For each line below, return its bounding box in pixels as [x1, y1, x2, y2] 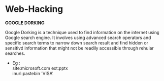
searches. [5, 50, 26, 56]
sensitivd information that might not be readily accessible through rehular [5, 45, 154, 51]
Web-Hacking [5, 3, 63, 15]
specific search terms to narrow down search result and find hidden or [5, 40, 149, 45]
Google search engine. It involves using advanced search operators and [5, 35, 151, 40]
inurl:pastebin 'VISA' [12, 70, 54, 76]
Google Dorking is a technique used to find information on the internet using [5, 29, 160, 35]
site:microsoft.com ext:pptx [12, 65, 68, 71]
